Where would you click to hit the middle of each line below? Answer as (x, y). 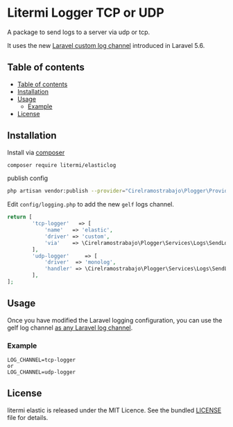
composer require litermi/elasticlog (62, 165)
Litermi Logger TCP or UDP (86, 13)
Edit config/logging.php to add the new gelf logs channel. (91, 204)
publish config (28, 178)
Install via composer (36, 152)
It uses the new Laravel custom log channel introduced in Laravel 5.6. (106, 45)
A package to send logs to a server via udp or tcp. (79, 32)
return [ (20, 217)
